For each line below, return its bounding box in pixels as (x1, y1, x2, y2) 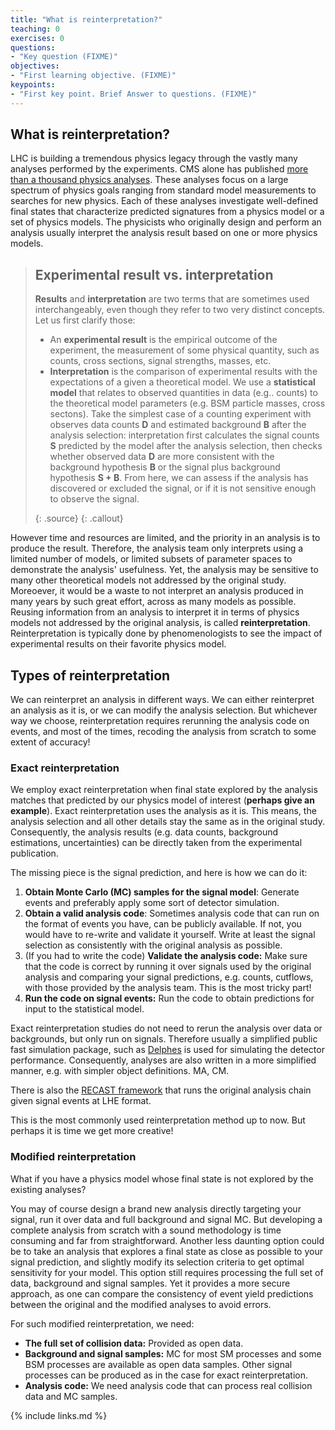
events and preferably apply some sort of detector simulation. (24, 897, 280, 909)
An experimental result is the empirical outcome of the (49, 334, 278, 346)
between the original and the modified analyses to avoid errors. (10, 1298, 272, 1310)
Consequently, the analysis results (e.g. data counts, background (10, 826, 279, 838)
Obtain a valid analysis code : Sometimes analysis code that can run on (24, 907, 320, 920)
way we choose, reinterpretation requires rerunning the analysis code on (10, 715, 310, 727)
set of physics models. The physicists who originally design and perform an (10, 216, 322, 228)
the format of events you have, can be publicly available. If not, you (24, 918, 302, 930)
